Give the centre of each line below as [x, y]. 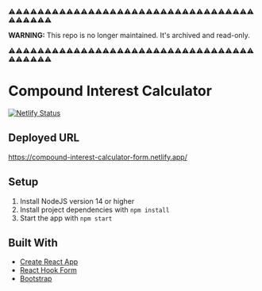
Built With [33, 242]
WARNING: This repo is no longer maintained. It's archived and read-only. [129, 35]
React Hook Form [48, 270]
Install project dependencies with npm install [94, 209]
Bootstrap [36, 279]
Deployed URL [44, 138]
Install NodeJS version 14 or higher [77, 201]
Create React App [49, 262]
